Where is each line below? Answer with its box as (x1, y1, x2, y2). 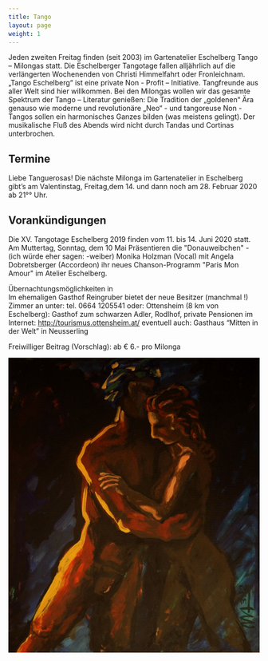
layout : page (8, 21, 52, 30)
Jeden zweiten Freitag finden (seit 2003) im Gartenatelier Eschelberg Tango (8, 53, 258, 62)
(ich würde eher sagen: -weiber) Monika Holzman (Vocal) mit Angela (8, 251, 234, 261)
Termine (8, 152, 51, 165)
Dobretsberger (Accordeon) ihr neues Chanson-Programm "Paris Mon (8, 260, 239, 269)
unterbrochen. (8, 129, 56, 139)
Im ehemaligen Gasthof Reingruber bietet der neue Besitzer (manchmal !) (8, 292, 249, 302)
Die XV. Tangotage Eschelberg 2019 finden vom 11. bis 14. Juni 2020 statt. (8, 235, 251, 243)
